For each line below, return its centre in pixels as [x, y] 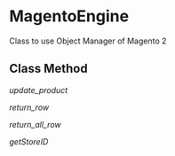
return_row [29, 107]
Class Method [48, 69]
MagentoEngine [69, 16]
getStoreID [29, 141]
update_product [39, 90]
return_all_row [36, 124]
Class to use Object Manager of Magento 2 [88, 41]
